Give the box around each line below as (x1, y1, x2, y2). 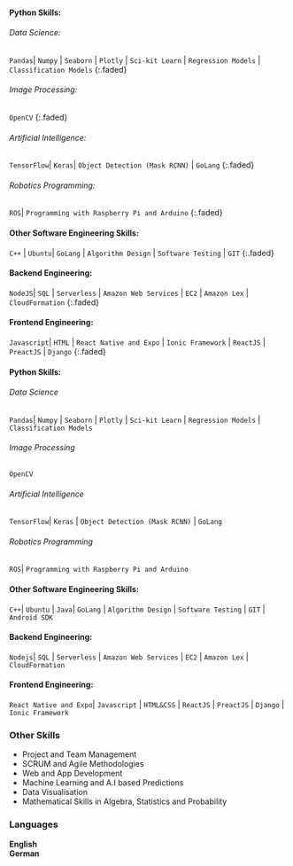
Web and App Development (21, 768, 123, 779)
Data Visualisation (21, 787, 89, 798)
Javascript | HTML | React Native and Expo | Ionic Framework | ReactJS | (9, 337, 266, 347)
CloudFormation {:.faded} (9, 297, 100, 308)
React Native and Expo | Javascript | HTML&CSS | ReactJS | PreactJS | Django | (9, 699, 285, 710)
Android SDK (9, 612, 53, 622)
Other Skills (9, 729, 60, 741)
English (9, 839, 38, 849)
